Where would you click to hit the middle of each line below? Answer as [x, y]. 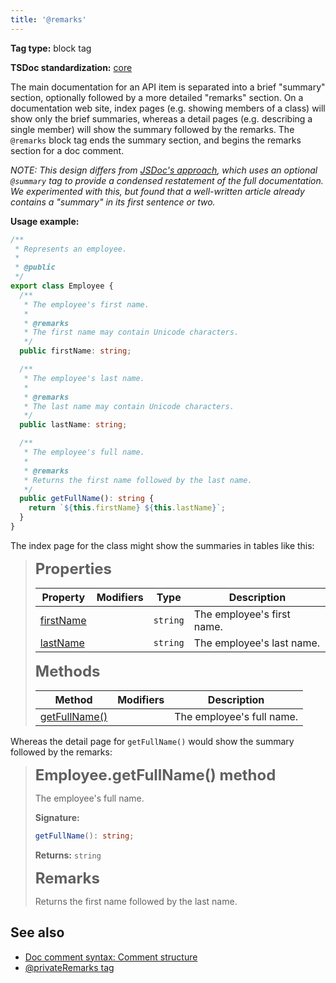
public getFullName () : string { [87, 499]
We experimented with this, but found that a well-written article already [157, 191]
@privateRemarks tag [69, 967]
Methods [67, 671]
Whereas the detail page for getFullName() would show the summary [152, 741]
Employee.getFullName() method [155, 775]
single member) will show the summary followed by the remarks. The [152, 129]
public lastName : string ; [73, 425]
